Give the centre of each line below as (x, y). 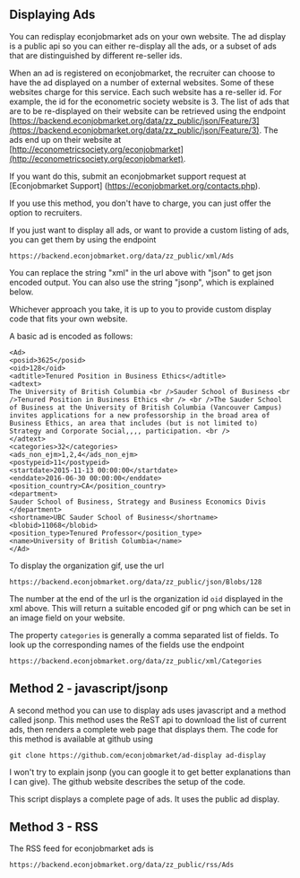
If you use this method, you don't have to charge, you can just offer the (140, 203)
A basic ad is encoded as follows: (71, 336)
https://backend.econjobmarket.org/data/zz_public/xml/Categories (136, 661)
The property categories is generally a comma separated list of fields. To (144, 635)
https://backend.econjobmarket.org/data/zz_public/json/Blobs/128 (136, 582)
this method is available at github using (81, 739)
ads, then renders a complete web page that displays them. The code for (144, 729)
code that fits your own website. (69, 319)
